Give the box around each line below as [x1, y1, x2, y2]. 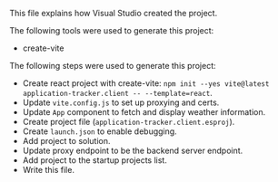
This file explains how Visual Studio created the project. [9, 8, 218, 18]
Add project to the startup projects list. [22, 155, 168, 166]
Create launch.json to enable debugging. [22, 126, 177, 137]
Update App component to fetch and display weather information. [22, 107, 266, 117]
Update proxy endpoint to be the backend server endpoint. [22, 145, 243, 156]
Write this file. [22, 165, 75, 175]
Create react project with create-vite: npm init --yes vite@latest [22, 78, 270, 89]
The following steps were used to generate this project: [9, 61, 216, 71]
